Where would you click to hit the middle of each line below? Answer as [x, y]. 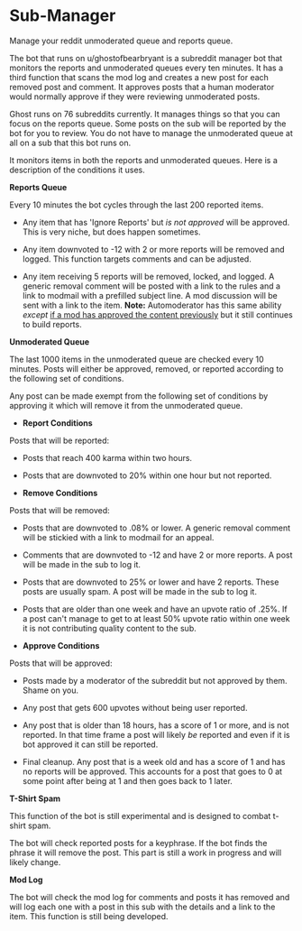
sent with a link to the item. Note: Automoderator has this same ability [152, 305]
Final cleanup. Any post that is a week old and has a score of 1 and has [154, 761]
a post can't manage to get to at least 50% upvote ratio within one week [156, 618]
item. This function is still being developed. [89, 916]
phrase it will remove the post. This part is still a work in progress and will [146, 853]
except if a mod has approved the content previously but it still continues [157, 314]
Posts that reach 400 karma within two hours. [107, 457]
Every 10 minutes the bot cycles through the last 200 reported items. [137, 205]
